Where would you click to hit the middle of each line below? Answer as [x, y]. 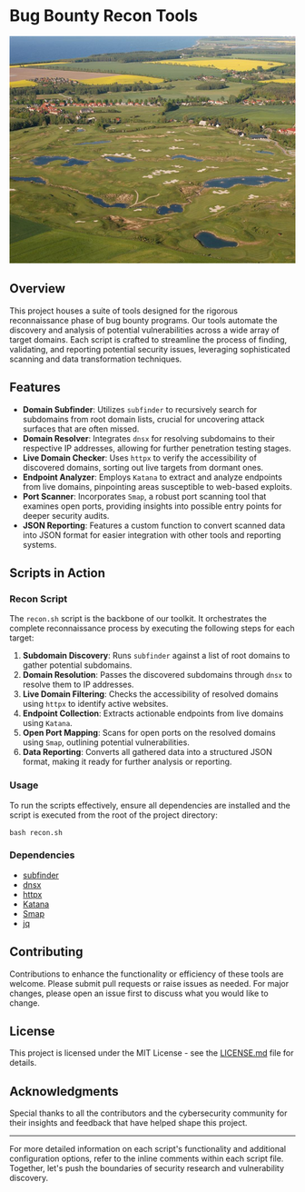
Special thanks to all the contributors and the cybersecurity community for [148, 1113]
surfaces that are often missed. [81, 429]
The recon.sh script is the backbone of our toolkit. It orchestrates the [138, 619]
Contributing [46, 952]
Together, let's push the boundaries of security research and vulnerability [147, 1168]
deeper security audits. [66, 515]
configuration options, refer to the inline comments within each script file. [147, 1158]
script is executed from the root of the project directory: [113, 815]
